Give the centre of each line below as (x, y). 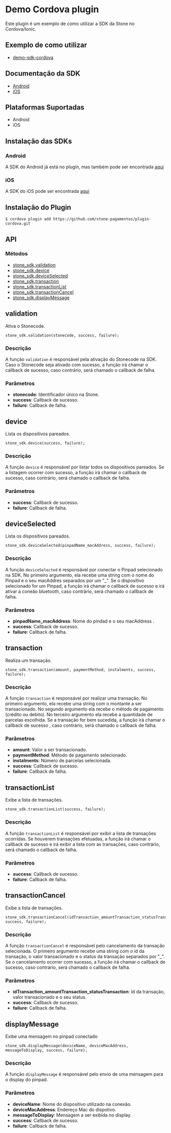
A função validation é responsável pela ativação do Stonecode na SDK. (81, 359)
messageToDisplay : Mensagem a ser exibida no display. (72, 1115)
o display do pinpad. (27, 1080)
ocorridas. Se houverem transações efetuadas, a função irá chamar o (78, 839)
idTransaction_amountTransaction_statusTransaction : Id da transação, (89, 992)
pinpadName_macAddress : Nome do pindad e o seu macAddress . (83, 621)
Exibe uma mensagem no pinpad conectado (51, 1036)
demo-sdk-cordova (33, 57)
